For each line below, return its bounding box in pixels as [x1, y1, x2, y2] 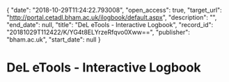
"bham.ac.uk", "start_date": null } [6, 35, 102, 44]
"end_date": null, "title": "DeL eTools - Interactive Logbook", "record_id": [6, 21, 214, 28]
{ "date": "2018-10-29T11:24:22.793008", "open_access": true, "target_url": [6, 6, 222, 14]
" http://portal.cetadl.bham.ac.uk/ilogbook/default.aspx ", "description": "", [6, 13, 217, 22]
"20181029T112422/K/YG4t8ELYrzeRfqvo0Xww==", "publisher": [6, 28, 191, 36]
